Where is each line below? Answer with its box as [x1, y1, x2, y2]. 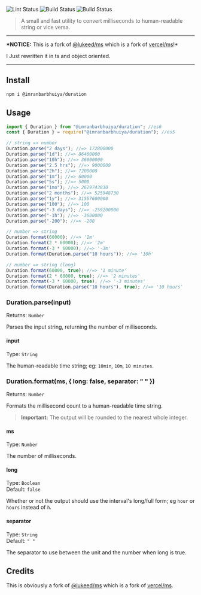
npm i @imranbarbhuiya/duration [6, 91, 87, 97]
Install [6, 75, 30, 86]
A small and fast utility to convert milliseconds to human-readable [20, 17, 183, 24]
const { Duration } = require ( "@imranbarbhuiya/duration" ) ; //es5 [6, 129, 175, 135]
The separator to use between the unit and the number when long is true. [6, 548, 187, 556]
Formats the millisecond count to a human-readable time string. [6, 402, 163, 409]
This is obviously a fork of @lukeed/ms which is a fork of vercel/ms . [6, 582, 173, 589]
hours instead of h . [6, 503, 52, 511]
